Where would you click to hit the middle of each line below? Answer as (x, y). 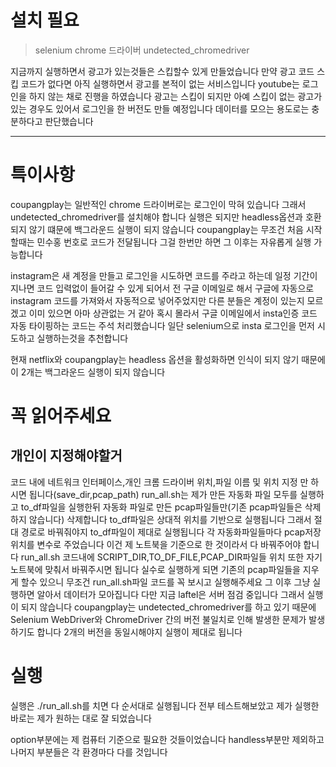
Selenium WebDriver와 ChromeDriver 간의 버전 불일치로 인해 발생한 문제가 (158, 619)
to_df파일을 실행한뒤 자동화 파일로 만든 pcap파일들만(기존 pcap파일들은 (161, 507)
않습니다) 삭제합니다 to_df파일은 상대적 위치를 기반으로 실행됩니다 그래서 (170, 519)
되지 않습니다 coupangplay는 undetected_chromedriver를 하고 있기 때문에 (168, 607)
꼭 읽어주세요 (61, 416)
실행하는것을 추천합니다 (82, 338)
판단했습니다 (69, 121)
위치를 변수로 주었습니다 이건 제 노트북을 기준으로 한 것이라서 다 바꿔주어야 (156, 544)
